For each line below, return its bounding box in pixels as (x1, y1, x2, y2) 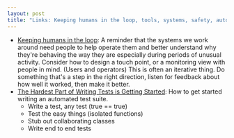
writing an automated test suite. (17, 94, 109, 103)
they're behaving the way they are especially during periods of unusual (17, 50, 221, 59)
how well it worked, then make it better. (17, 80, 130, 88)
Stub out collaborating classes (27, 117, 115, 125)
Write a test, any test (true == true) (27, 102, 127, 110)
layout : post (7, 10, 45, 17)
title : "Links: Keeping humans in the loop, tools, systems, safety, (7, 17, 214, 24)
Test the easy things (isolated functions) (27, 109, 143, 118)
